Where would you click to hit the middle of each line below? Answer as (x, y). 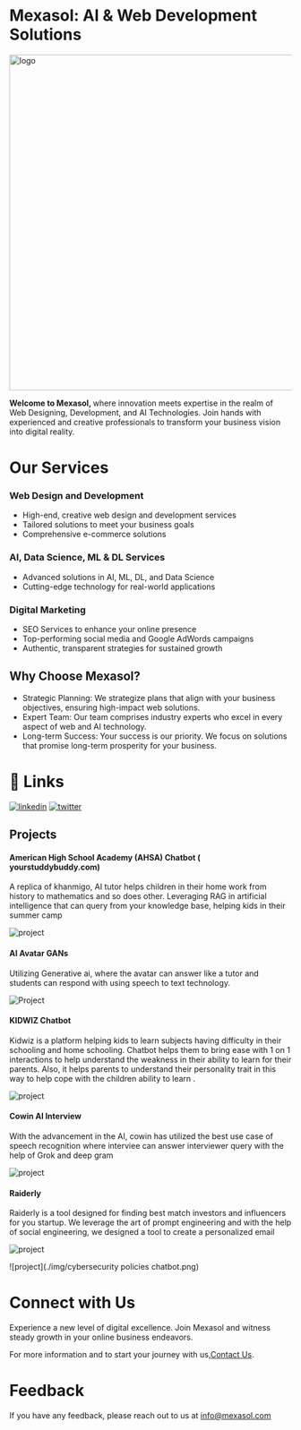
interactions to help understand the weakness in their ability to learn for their (150, 1059)
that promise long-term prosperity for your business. (119, 745)
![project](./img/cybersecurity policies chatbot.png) (104, 1267)
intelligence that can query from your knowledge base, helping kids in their (147, 906)
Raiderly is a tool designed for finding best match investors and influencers (148, 1213)
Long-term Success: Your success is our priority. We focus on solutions (155, 736)
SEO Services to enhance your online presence (109, 629)
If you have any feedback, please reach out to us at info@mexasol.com (140, 1416)
